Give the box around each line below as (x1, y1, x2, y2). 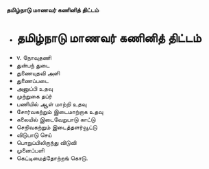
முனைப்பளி (16, 146, 45, 154)
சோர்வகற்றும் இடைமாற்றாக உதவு (16, 107, 103, 115)
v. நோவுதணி (16, 53, 52, 61)
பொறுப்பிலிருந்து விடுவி (16, 138, 77, 146)
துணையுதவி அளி (16, 69, 60, 77)
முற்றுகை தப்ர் (16, 92, 53, 100)
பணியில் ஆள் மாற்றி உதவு (16, 100, 87, 108)
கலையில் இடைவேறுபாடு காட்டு (16, 115, 96, 123)
